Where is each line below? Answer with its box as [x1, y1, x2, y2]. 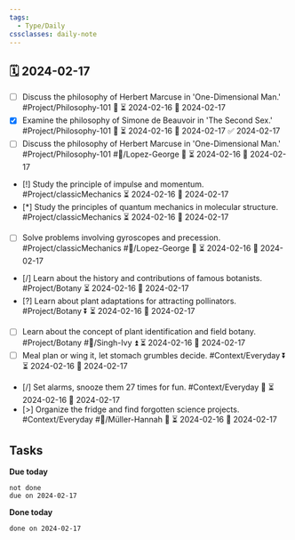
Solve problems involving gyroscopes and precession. [21, 232, 221, 243]
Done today [9, 507, 53, 518]
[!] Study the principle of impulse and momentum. [21, 179, 204, 189]
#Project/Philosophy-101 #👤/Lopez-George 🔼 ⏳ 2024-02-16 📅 [21, 149, 249, 160]
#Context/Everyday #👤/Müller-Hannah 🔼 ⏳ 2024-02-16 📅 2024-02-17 [21, 414, 277, 424]
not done [9, 484, 42, 493]
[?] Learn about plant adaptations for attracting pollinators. [21, 295, 237, 307]
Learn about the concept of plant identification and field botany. [21, 326, 256, 337]
